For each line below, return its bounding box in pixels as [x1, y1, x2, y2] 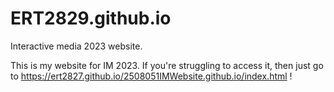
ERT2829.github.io [10, 7, 172, 30]
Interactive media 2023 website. [10, 40, 143, 52]
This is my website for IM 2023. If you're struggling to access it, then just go [10, 59, 324, 71]
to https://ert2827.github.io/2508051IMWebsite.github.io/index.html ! [10, 70, 293, 82]
